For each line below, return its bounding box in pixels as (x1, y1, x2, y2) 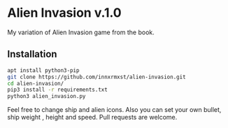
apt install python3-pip (7, 66, 80, 74)
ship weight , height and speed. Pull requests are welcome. (7, 113, 178, 122)
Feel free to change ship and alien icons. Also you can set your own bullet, (7, 106, 222, 114)
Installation (7, 48, 57, 60)
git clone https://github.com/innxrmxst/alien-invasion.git (7, 73, 187, 80)
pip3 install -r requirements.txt (7, 86, 108, 94)
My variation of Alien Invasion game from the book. (7, 28, 155, 36)
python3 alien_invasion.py (7, 93, 86, 100)
